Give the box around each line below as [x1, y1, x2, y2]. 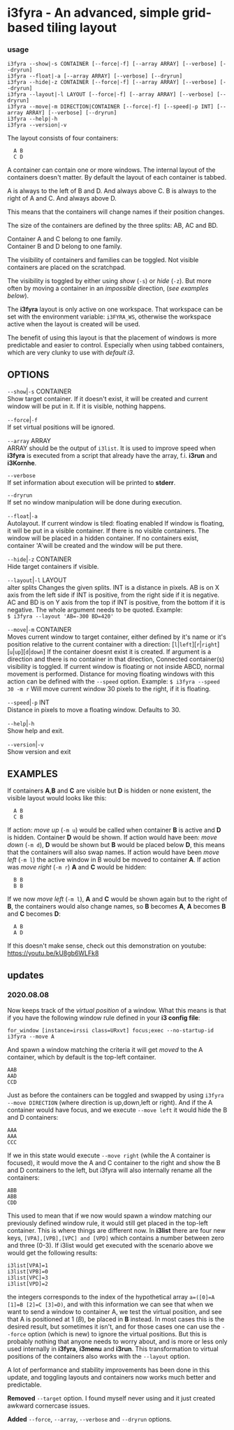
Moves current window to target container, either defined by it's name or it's [7, 633, 227, 641]
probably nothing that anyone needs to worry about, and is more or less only [7, 1337, 228, 1345]
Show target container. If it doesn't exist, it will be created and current [7, 395, 208, 403]
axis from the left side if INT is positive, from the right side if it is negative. [7, 591, 220, 599]
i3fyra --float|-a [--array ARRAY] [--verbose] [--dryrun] [7, 73, 183, 80]
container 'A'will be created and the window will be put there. [7, 542, 183, 550]
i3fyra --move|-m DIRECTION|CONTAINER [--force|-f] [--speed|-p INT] [7, 103, 214, 110]
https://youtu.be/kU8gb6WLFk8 [7, 949, 99, 958]
